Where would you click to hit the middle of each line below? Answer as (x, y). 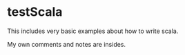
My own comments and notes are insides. (67, 44)
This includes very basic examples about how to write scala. (93, 31)
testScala (35, 12)
